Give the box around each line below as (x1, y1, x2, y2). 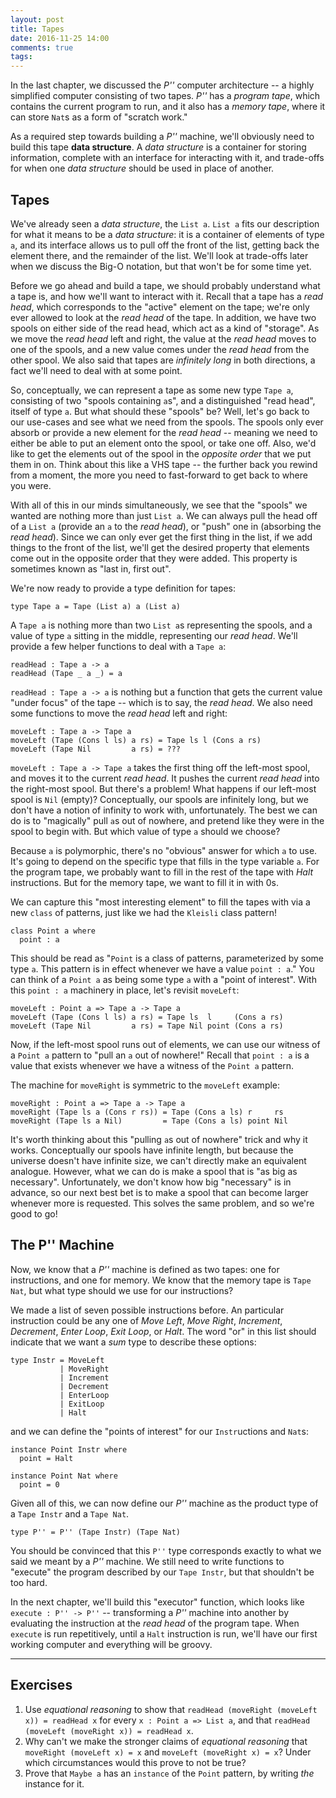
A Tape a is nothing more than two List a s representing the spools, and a (10, 619, 313, 631)
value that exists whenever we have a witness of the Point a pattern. (10, 1059, 295, 1071)
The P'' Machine (10, 1237, 115, 1254)
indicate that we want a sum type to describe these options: (10, 1336, 257, 1348)
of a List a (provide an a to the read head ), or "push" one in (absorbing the (10, 520, 322, 532)
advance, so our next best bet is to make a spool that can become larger (10, 1186, 309, 1198)
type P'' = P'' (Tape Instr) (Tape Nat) (10, 1527, 182, 1537)
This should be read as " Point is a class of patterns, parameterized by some (10, 952, 325, 964)
